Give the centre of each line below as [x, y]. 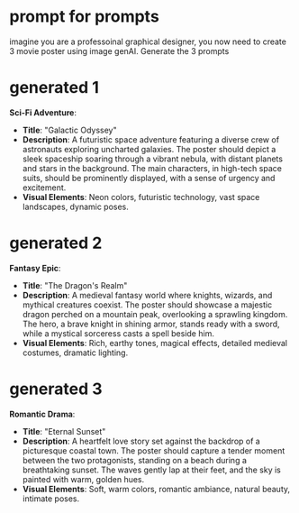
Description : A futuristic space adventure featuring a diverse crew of [151, 139]
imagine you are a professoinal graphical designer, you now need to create [148, 41]
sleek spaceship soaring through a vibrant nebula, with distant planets [153, 159]
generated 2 [56, 243]
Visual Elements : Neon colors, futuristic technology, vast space [141, 197]
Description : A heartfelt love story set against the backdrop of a [141, 441]
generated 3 [56, 389]
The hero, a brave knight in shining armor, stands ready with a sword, [151, 324]
